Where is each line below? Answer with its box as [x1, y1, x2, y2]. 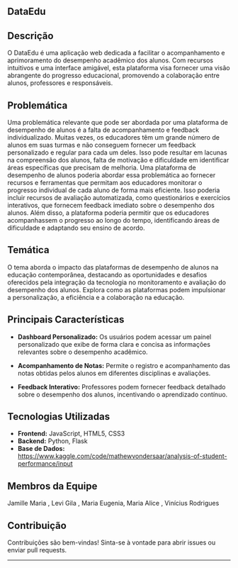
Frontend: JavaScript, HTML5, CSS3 [17, 429, 125, 438]
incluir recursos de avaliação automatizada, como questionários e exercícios [7, 194, 231, 202]
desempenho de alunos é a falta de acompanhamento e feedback [7, 126, 200, 134]
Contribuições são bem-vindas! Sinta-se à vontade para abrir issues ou [7, 538, 216, 547]
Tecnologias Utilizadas [7, 411, 110, 423]
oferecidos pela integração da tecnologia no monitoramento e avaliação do [7, 278, 227, 286]
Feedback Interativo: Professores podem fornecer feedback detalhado [17, 382, 226, 391]
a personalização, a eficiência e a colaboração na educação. [7, 293, 185, 301]
